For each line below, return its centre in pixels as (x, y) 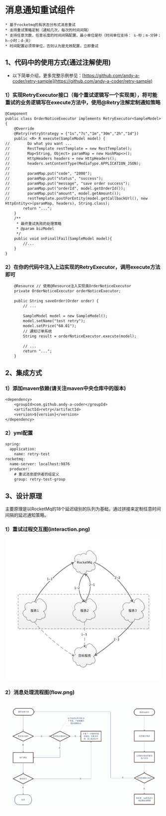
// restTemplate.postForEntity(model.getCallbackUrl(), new (77, 199)
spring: (13, 444)
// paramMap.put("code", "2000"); (49, 174)
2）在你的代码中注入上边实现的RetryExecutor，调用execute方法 (83, 267)
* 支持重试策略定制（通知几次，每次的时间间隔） (48, 30)
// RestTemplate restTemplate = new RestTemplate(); (69, 149)
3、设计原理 (24, 496)
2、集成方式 (24, 373)
